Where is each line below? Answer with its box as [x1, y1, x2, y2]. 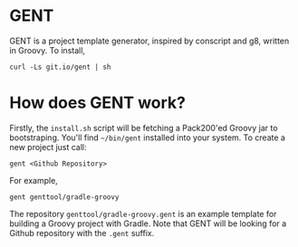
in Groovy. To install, [9, 44, 86, 55]
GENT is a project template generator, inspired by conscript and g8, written [9, 35, 290, 46]
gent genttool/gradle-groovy [9, 192, 120, 202]
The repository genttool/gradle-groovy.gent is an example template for [9, 208, 277, 219]
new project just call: [9, 141, 88, 152]
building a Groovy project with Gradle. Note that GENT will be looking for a [9, 218, 287, 229]
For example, [9, 175, 59, 185]
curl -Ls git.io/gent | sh [9, 62, 111, 71]
